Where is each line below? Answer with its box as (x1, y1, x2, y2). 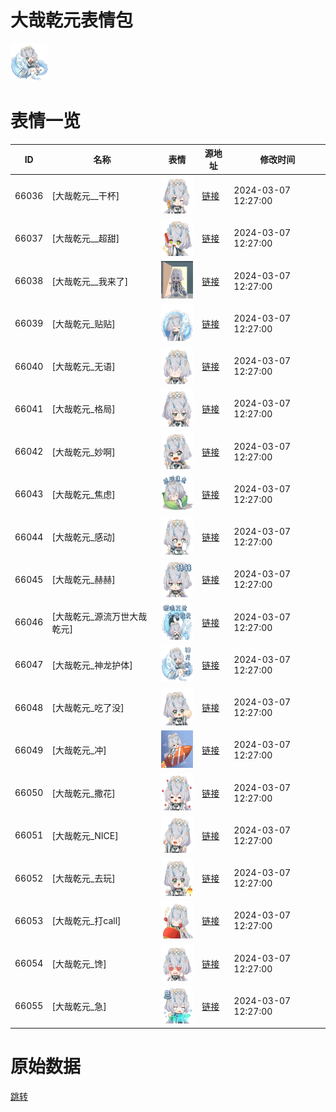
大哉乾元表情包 (10, 9, 134, 32)
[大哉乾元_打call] (51, 915, 122, 927)
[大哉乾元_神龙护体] (51, 659, 133, 671)
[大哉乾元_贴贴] (51, 317, 116, 330)
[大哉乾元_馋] (51, 957, 107, 970)
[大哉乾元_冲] (51, 744, 107, 756)
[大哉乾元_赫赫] (51, 574, 116, 586)
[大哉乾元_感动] (51, 531, 116, 543)
